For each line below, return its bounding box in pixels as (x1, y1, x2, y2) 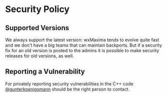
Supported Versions (5, 24, 69, 32)
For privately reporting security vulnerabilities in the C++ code (5, 80, 133, 86)
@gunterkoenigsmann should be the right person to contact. (5, 86, 130, 92)
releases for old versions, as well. (5, 53, 74, 59)
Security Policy (5, 4, 70, 15)
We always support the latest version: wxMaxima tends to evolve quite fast (5, 37, 159, 43)
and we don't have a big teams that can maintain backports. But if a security (5, 42, 162, 48)
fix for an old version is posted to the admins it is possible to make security (5, 48, 159, 53)
